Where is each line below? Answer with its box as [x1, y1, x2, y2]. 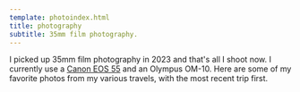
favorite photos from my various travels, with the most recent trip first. [9, 73, 269, 84]
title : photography [9, 21, 82, 30]
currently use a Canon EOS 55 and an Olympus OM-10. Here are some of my [9, 63, 292, 74]
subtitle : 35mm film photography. [9, 29, 139, 38]
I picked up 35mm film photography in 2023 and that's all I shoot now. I [9, 54, 271, 65]
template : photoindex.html [9, 13, 110, 22]
